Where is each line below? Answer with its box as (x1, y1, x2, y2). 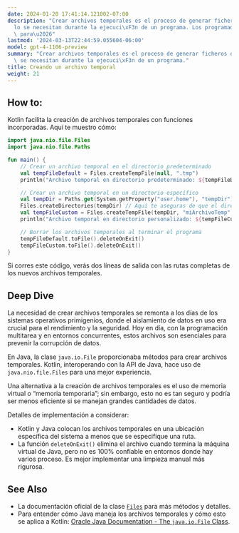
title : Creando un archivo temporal (7, 64, 116, 71)
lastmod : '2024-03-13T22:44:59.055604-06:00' (7, 37, 144, 44)
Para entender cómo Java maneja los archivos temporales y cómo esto (17, 509, 226, 518)
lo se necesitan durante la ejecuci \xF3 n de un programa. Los (14, 24, 202, 31)
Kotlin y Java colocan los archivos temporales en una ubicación (17, 425, 204, 433)
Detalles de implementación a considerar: (7, 411, 129, 420)
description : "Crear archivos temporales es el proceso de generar (7, 17, 212, 24)
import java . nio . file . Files (7, 137, 91, 144)
